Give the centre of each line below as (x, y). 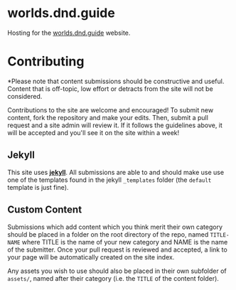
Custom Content (45, 210)
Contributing (46, 61)
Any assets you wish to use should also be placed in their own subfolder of (117, 271)
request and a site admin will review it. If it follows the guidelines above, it (115, 125)
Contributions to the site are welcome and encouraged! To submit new (111, 110)
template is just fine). (38, 187)
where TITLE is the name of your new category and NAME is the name (125, 242)
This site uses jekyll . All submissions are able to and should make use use (116, 172)
